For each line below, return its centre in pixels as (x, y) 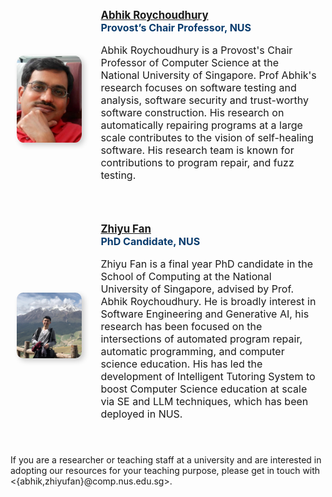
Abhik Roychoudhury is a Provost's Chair (196, 50)
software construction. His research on (192, 112)
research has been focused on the (181, 326)
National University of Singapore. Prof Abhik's (208, 75)
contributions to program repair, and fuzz (197, 162)
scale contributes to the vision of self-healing (207, 137)
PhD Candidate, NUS (150, 241)
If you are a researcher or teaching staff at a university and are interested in (166, 460)
